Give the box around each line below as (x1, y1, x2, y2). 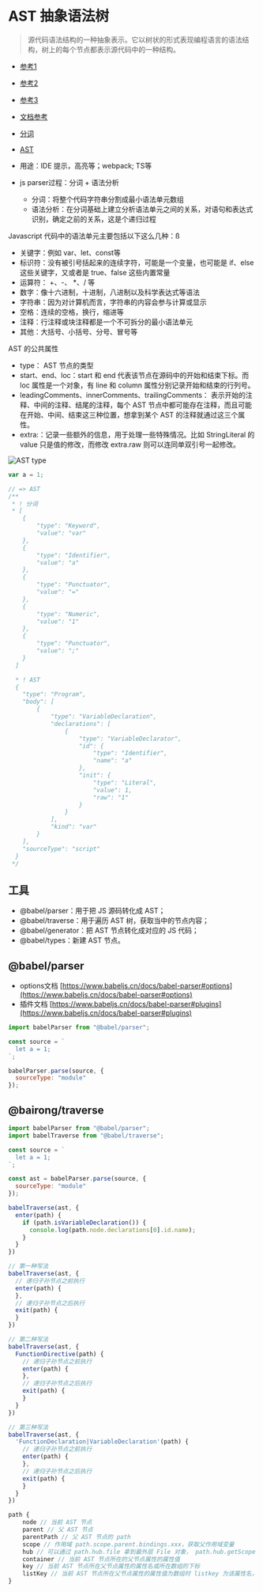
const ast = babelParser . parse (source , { (8, 1175, 147, 1183)
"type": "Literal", (92, 778, 157, 787)
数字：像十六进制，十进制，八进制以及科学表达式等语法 (19, 287, 200, 297)
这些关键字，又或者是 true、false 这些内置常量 (19, 267, 171, 277)
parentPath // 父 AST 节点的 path (22, 1533, 132, 1541)
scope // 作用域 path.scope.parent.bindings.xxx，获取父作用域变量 (22, 1540, 235, 1549)
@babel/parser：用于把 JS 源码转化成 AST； (19, 906, 166, 916)
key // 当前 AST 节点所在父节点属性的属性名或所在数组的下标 (22, 1563, 201, 1571)
